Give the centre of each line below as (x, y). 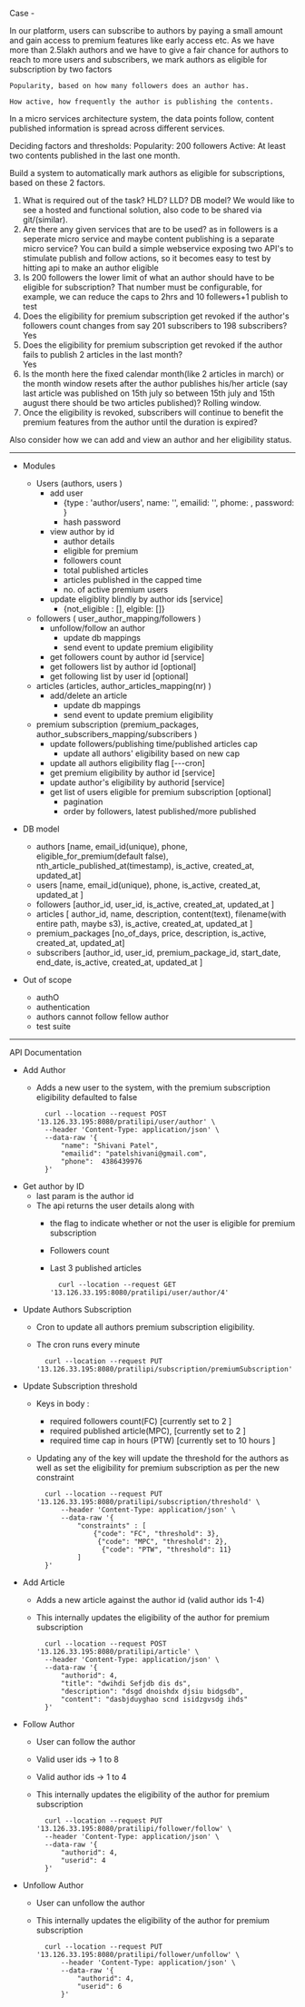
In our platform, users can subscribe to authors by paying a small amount (146, 30)
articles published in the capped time (133, 580)
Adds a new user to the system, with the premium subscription (153, 1087)
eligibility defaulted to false (87, 1097)
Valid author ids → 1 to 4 (81, 1777)
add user (66, 493)
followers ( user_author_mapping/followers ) (118, 618)
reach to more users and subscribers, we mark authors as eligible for (138, 59)
